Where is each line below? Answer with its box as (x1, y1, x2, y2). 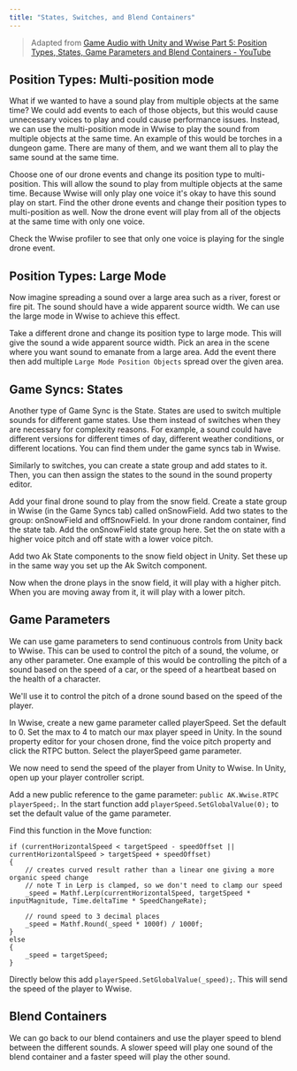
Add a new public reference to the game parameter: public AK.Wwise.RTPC (9, 789, 279, 799)
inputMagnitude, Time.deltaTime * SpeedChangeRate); (9, 896, 208, 905)
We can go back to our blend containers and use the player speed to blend (9, 1032, 282, 1043)
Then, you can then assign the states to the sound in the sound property (9, 470, 272, 481)
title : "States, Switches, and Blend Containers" (9, 12, 196, 22)
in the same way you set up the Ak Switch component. (9, 560, 208, 571)
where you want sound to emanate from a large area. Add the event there (9, 347, 277, 358)
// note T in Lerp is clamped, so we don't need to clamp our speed (25, 881, 283, 890)
